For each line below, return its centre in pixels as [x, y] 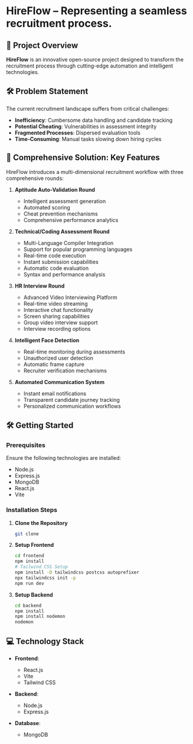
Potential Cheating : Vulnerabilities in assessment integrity [86, 126]
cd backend [28, 605]
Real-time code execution [55, 255]
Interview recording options [57, 328]
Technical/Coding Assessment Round [62, 231]
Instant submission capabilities [61, 262]
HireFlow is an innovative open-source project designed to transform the [95, 59]
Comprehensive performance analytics [71, 220]
